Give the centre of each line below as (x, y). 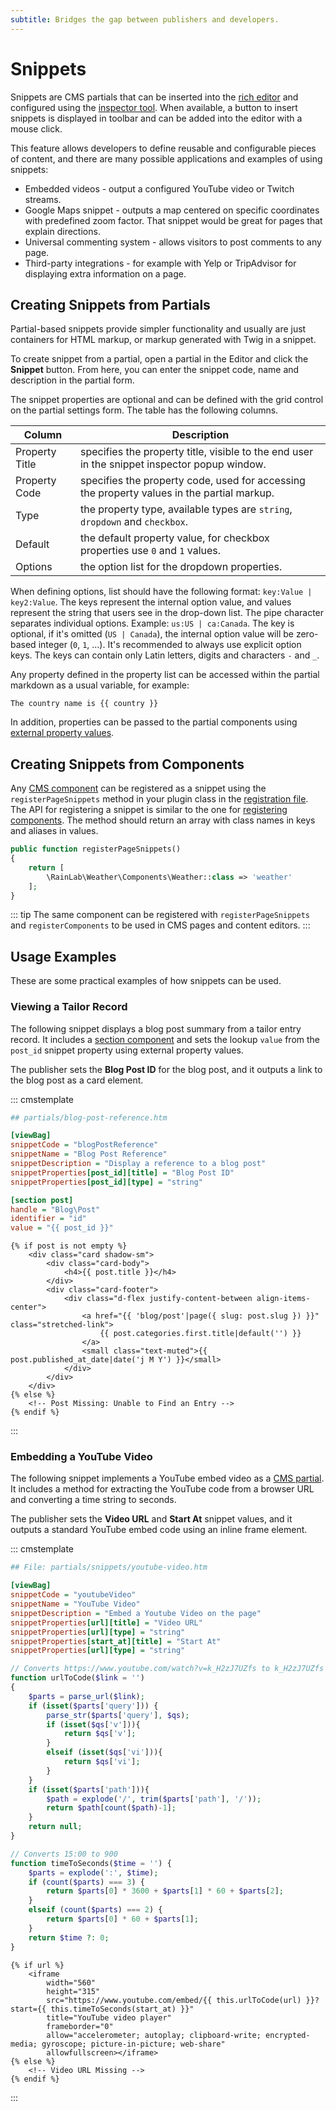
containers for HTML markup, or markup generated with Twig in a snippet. (163, 340)
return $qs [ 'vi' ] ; (102, 1762)
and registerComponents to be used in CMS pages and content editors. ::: (160, 925)
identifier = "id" (48, 1219)
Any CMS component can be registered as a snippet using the (138, 788)
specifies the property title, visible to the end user (196, 452)
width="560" (71, 1982)
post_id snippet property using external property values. (127, 1050)
